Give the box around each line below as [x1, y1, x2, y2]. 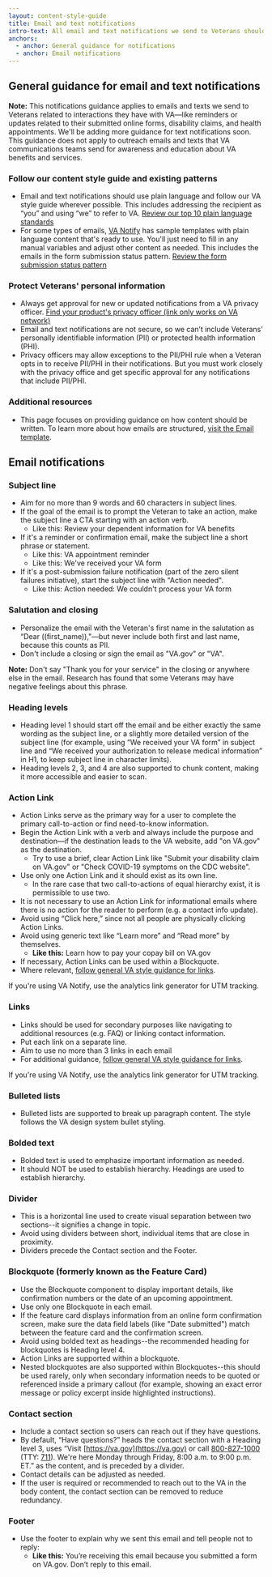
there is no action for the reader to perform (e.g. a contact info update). [19, 905, 258, 915]
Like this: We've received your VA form [32, 558, 162, 568]
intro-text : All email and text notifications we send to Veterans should [8, 27, 266, 35]
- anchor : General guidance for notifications [15, 42, 176, 50]
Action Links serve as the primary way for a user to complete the [19, 811, 236, 820]
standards [19, 217, 54, 227]
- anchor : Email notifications [15, 49, 121, 58]
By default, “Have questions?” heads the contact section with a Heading [19, 1435, 261, 1445]
